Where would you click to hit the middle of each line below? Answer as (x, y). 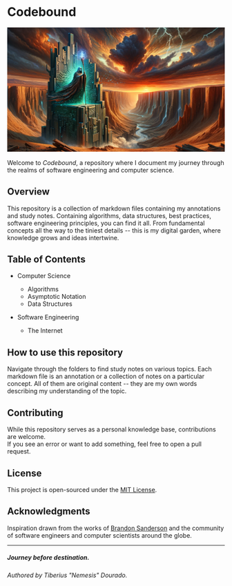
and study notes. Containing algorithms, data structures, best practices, (109, 215)
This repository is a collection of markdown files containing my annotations (114, 208)
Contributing (35, 412)
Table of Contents (47, 260)
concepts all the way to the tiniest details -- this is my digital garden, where (114, 230)
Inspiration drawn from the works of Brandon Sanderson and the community (116, 528)
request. (19, 451)
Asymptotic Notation (57, 297)
